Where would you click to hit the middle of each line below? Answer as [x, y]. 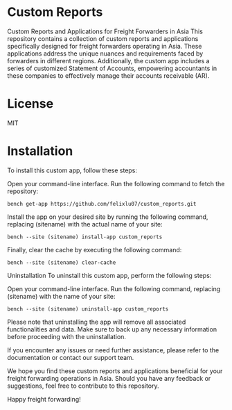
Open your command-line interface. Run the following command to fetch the [116, 183]
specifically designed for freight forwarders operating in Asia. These [105, 46]
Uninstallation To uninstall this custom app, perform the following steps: [109, 275]
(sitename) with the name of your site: [61, 296]
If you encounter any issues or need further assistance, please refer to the [113, 350]
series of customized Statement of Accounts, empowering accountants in [112, 68]
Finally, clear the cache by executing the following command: [95, 249]
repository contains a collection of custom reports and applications [103, 38]
